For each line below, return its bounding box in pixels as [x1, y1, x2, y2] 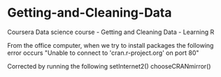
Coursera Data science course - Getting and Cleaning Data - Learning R [7, 28, 215, 36]
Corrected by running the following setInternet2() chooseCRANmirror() [7, 62, 211, 70]
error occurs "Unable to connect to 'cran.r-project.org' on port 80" [7, 49, 199, 57]
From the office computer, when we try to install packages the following [7, 41, 214, 49]
